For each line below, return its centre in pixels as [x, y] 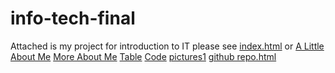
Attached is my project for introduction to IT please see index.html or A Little [167, 46]
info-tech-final [73, 18]
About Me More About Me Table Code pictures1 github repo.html [143, 56]
